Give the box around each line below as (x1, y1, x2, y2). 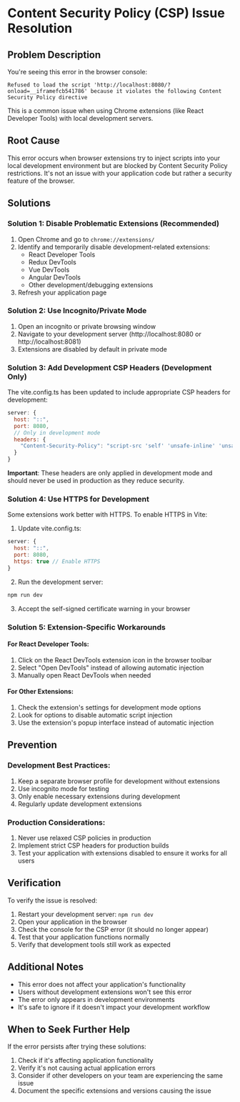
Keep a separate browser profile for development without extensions (17, 777, 220, 785)
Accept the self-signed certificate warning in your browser (17, 604, 191, 612)
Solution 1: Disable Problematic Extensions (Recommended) (7, 219, 220, 229)
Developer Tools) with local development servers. (7, 114, 154, 122)
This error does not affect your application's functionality (17, 980, 186, 988)
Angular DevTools (28, 273, 81, 282)
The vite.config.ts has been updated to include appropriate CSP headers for (7, 388, 231, 397)
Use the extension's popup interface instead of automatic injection (17, 718, 214, 727)
